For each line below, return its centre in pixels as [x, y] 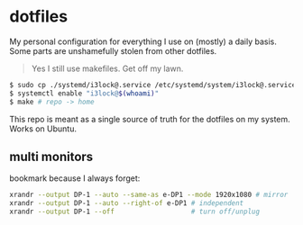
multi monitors [51, 156]
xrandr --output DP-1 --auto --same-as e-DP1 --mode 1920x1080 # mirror [149, 195]
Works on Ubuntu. [43, 129]
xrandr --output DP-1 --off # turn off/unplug [134, 212]
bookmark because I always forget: [75, 178]
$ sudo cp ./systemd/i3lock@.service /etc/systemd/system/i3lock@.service [153, 85]
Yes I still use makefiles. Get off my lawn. [107, 68]
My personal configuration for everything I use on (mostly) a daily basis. [143, 41]
